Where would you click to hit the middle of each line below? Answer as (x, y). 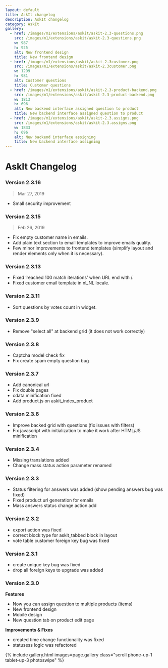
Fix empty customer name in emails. (50, 237)
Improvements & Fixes (29, 630)
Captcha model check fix (38, 355)
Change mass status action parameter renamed (62, 465)
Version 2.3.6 (22, 414)
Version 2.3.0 (22, 583)
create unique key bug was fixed (46, 564)
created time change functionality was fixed (58, 640)
